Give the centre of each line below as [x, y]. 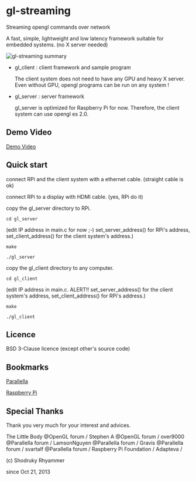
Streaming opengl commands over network [58, 27]
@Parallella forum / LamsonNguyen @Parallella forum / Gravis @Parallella [95, 443]
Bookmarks [27, 367]
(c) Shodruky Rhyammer [35, 460]
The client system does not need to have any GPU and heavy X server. [100, 79]
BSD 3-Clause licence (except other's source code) [68, 349]
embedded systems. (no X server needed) [57, 45]
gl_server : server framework [49, 96]
